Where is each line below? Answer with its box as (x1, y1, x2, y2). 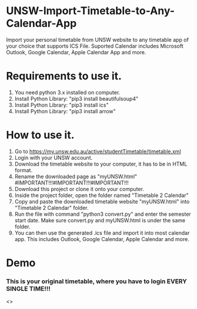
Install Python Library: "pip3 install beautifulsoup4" (14, 95, 139, 102)
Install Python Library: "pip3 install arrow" (14, 107, 116, 114)
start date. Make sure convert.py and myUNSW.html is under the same (14, 216, 186, 223)
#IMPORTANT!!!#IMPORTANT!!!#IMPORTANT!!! (14, 179, 129, 186)
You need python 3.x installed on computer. (14, 88, 121, 96)
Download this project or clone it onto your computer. (14, 185, 144, 192)
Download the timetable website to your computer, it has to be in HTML (14, 160, 188, 167)
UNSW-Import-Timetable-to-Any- (6, 4, 175, 18)
